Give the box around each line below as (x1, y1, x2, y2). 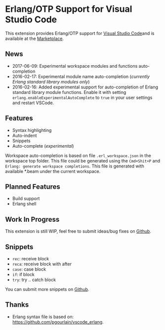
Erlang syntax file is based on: (12, 314, 74, 320)
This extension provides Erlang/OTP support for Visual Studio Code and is (5, 30, 155, 36)
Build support (12, 196, 40, 202)
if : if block (12, 272, 35, 277)
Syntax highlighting (12, 127, 52, 133)
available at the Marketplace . (5, 36, 64, 41)
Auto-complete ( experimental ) (12, 143, 74, 149)
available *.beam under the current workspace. (5, 168, 101, 174)
